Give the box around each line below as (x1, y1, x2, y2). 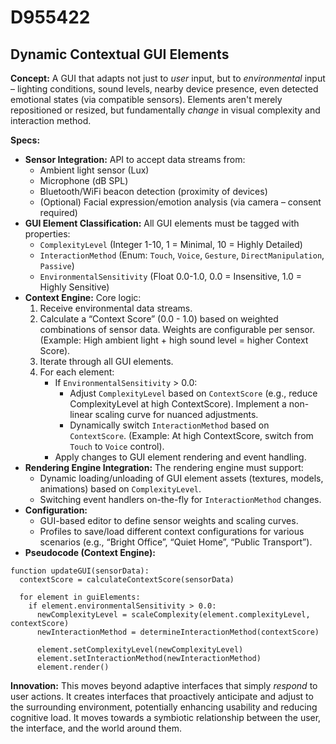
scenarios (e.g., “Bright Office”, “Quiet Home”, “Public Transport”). (39, 536, 313, 548)
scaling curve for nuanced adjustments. (94, 409, 259, 420)
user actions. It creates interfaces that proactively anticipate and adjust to (10, 691, 314, 702)
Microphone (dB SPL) (39, 175, 129, 186)
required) (39, 207, 78, 218)
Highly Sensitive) (39, 281, 110, 293)
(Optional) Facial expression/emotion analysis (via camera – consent (39, 196, 322, 208)
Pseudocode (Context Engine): (24, 547, 156, 558)
